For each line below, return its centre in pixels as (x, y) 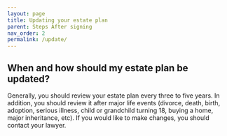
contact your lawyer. (37, 125)
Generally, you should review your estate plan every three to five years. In (113, 96)
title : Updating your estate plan (58, 20)
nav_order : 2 (26, 33)
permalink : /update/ (37, 40)
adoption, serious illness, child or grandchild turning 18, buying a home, (110, 110)
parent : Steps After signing (50, 27)
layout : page (26, 14)
